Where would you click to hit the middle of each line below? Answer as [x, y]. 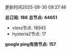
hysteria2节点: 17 [29, 34]
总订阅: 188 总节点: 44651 [31, 17]
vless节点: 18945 [29, 28]
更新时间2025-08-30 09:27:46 [36, 7]
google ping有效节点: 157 [31, 44]
